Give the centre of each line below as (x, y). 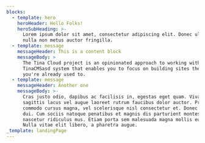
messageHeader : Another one (53, 86)
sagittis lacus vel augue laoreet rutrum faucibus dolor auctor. (107, 102)
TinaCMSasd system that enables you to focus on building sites (106, 68)
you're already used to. (54, 74)
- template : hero (34, 18)
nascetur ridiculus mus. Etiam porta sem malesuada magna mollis (107, 119)
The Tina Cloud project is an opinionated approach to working (105, 63)
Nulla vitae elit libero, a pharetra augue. (80, 125)
